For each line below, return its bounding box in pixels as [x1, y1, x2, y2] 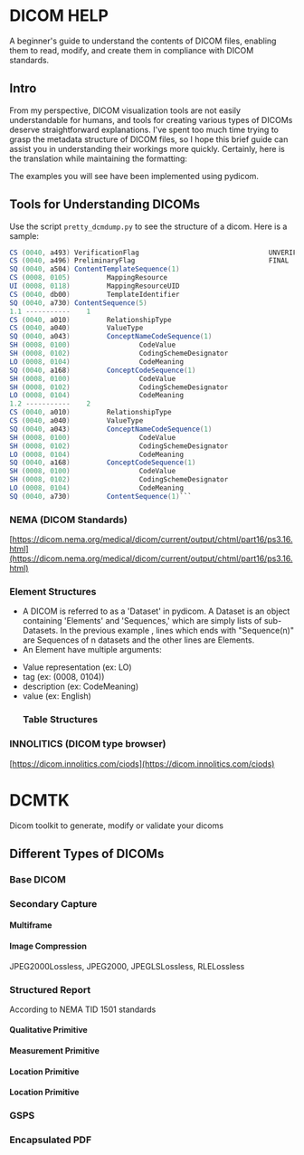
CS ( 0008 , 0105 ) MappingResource [9, 273, 168, 282]
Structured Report [9, 983, 91, 996]
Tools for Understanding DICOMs [9, 196, 201, 213]
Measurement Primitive [9, 1045, 100, 1056]
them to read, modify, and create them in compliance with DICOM [9, 44, 254, 55]
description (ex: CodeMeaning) [22, 681, 139, 692]
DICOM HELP [9, 5, 109, 26]
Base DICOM [9, 873, 66, 885]
